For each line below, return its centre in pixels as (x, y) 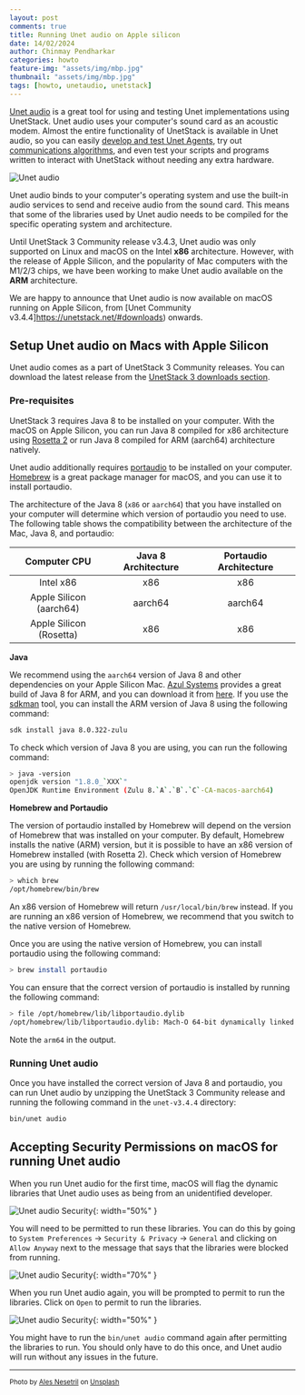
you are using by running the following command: (102, 864)
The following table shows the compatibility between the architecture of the (151, 523)
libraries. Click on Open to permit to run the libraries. (106, 1302)
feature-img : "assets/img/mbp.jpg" (77, 69)
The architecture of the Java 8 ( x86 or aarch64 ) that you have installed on (145, 504)
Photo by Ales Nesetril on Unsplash (64, 1382)
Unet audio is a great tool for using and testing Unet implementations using (150, 111)
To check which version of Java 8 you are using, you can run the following (148, 748)
